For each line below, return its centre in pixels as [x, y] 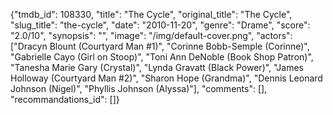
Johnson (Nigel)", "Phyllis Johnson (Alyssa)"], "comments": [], [139, 88]
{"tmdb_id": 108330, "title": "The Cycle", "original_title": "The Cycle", [151, 14]
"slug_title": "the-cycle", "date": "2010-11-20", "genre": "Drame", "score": [160, 25]
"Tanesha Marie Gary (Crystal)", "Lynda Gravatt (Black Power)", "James [157, 67]
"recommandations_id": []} [65, 99]
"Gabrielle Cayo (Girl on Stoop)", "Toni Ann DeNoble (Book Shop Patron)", [162, 57]
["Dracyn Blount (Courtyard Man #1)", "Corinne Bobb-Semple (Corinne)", [160, 46]
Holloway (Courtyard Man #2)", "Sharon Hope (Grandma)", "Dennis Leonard [166, 78]
